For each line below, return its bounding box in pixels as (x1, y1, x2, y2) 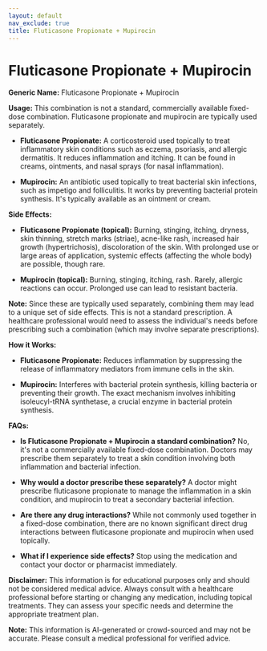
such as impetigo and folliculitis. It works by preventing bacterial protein (19, 185, 258, 195)
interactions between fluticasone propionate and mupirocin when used (19, 527, 254, 537)
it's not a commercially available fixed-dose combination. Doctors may (19, 445, 253, 454)
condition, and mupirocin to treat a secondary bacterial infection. (19, 494, 235, 504)
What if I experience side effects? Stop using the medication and (19, 551, 238, 561)
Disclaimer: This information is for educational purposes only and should (8, 576, 250, 585)
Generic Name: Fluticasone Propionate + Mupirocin (8, 87, 180, 97)
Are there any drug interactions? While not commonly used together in (19, 511, 257, 520)
